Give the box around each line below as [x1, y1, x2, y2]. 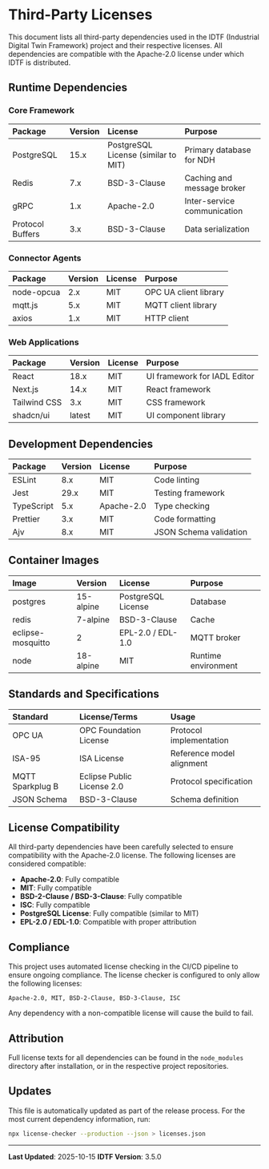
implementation [171, 735, 230, 746]
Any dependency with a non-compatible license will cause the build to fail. [8, 1008, 254, 1018]
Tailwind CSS [12, 397, 62, 408]
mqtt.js [12, 299, 38, 310]
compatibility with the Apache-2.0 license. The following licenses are [8, 851, 236, 861]
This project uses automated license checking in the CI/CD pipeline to [8, 961, 239, 971]
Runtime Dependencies [8, 81, 128, 95]
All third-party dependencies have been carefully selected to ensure [8, 842, 234, 852]
